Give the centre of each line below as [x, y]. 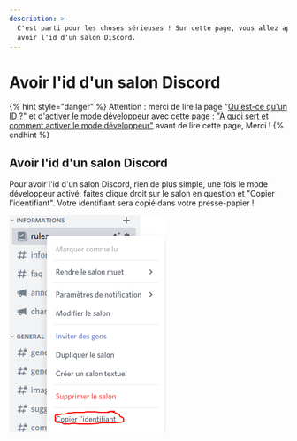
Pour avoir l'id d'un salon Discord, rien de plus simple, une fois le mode [138, 184]
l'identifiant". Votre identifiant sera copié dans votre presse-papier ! [132, 203]
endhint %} [30, 135]
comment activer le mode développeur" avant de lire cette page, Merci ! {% [147, 126]
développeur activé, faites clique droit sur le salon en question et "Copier [142, 194]
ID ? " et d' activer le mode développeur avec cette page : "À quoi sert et [139, 116]
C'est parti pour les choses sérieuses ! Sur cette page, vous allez [148, 28]
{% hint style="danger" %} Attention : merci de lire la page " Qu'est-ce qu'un [148, 107]
